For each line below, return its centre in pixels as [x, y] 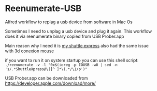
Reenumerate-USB [43, 8]
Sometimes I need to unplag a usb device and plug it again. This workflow [78, 31]
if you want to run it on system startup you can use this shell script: [72, 60]
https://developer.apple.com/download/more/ [50, 83]
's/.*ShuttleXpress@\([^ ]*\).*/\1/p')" [46, 69]
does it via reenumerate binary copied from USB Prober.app [64, 36]
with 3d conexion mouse [29, 51]
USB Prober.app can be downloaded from [47, 78]
